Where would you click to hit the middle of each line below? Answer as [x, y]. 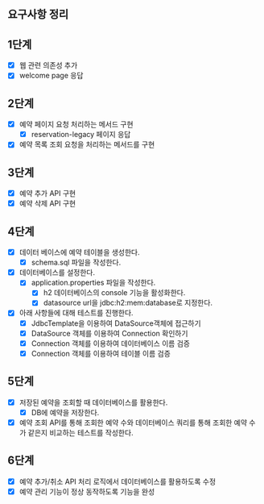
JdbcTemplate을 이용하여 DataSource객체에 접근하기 [116, 323]
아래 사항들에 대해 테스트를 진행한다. [76, 313]
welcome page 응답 [51, 76]
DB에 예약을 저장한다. [65, 412]
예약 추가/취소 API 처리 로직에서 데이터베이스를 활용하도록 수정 [118, 481]
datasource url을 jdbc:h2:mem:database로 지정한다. [128, 303]
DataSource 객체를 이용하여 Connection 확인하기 [109, 333]
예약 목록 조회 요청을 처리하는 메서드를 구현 [87, 144]
